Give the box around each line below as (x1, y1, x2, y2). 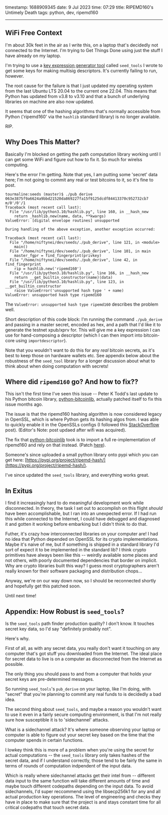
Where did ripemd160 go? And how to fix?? (5, 378, 138, 386)
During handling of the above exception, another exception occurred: (5, 227, 155, 232)
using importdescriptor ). (15, 337, 67, 343)
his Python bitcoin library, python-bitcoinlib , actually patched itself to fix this (5, 396, 162, 402)
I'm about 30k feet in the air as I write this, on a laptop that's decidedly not (5, 42, 158, 48)
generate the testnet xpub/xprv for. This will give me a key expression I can (5, 327, 160, 333)
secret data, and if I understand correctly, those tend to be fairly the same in (5, 757, 162, 763)
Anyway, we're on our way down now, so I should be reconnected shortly (5, 578, 156, 584)
